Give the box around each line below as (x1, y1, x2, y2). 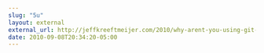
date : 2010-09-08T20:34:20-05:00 (8, 33, 118, 41)
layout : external (8, 19, 65, 26)
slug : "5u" (8, 11, 44, 19)
